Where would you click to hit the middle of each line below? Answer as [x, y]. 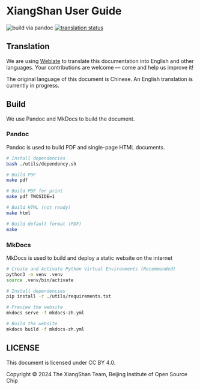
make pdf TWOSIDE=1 [31, 197]
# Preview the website [35, 307]
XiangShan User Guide [64, 11]
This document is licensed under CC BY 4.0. [61, 362]
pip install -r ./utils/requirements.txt [59, 296]
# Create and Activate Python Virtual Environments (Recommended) [91, 269]
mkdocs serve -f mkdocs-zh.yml [45, 313]
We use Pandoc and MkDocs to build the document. [71, 119]
